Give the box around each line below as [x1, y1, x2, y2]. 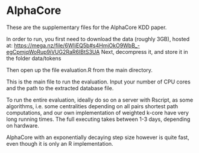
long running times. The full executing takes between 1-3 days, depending [6, 116, 191, 123]
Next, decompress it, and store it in [101, 48, 188, 55]
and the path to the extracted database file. [6, 84, 114, 91]
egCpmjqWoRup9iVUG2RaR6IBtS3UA [6, 48, 100, 55]
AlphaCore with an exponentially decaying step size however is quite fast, [6, 134, 190, 141]
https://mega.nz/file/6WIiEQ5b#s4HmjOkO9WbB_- [14, 42, 141, 49]
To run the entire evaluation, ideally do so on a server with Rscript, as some [6, 96, 194, 103]
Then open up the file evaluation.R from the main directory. [6, 66, 153, 73]
